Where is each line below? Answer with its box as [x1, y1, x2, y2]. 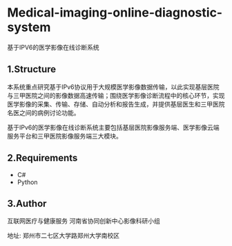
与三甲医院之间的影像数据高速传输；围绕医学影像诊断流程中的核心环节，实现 [7, 91, 225, 99]
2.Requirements [7, 152, 78, 164]
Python [17, 178, 38, 186]
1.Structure [7, 63, 57, 75]
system [7, 19, 51, 35]
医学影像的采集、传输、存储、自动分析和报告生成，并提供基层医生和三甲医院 [7, 100, 225, 108]
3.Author [7, 198, 47, 209]
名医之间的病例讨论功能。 [7, 108, 80, 116]
